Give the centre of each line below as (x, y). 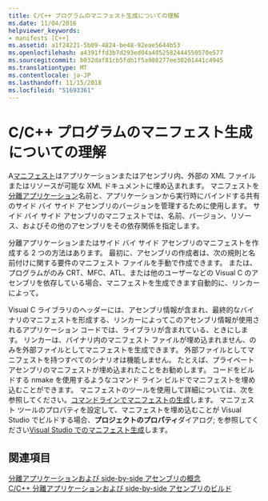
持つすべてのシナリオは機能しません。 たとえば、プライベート (152, 360)
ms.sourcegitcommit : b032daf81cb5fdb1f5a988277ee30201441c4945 (116, 61)
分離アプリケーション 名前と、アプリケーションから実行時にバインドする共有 (134, 196)
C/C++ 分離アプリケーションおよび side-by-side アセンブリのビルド (120, 488)
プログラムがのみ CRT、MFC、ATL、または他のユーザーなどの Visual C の (130, 273)
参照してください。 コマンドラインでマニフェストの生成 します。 (113, 400)
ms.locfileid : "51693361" (51, 90)
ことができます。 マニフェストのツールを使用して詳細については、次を (138, 390)
